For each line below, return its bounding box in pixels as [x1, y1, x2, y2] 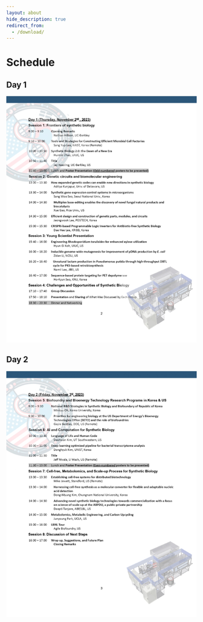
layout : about [6, 10, 42, 16]
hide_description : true [6, 16, 66, 22]
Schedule [6, 56, 56, 70]
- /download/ [11, 29, 45, 35]
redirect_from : [6, 22, 45, 28]
